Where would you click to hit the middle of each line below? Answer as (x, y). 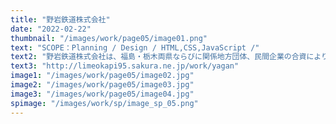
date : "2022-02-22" (51, 29)
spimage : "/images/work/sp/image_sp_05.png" (104, 103)
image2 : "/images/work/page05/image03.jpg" (102, 85)
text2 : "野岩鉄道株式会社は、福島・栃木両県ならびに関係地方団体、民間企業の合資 (158, 57)
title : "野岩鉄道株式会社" (60, 19)
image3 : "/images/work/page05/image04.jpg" (102, 94)
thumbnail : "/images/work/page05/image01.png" (109, 38)
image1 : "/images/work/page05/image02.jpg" (102, 76)
